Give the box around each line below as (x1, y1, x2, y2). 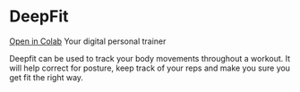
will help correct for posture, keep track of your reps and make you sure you (9, 63, 291, 73)
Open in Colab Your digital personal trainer (9, 36, 167, 46)
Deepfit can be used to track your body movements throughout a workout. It (9, 53, 291, 63)
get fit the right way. (9, 71, 83, 82)
